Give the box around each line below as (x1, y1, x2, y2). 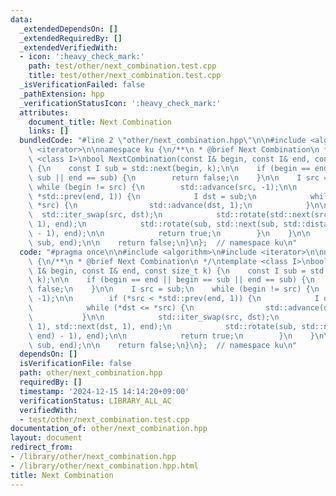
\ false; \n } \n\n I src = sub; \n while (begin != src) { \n (28, 284, 320, 295)
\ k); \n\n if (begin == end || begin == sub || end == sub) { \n (28, 275, 315, 285)
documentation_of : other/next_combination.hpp (10, 424, 208, 434)
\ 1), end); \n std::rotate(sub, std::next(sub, (28, 219, 280, 230)
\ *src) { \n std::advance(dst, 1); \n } (28, 201, 311, 211)
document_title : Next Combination (28, 117, 172, 127)
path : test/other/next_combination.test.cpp (28, 61, 217, 71)
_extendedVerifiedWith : (19, 42, 118, 53)
